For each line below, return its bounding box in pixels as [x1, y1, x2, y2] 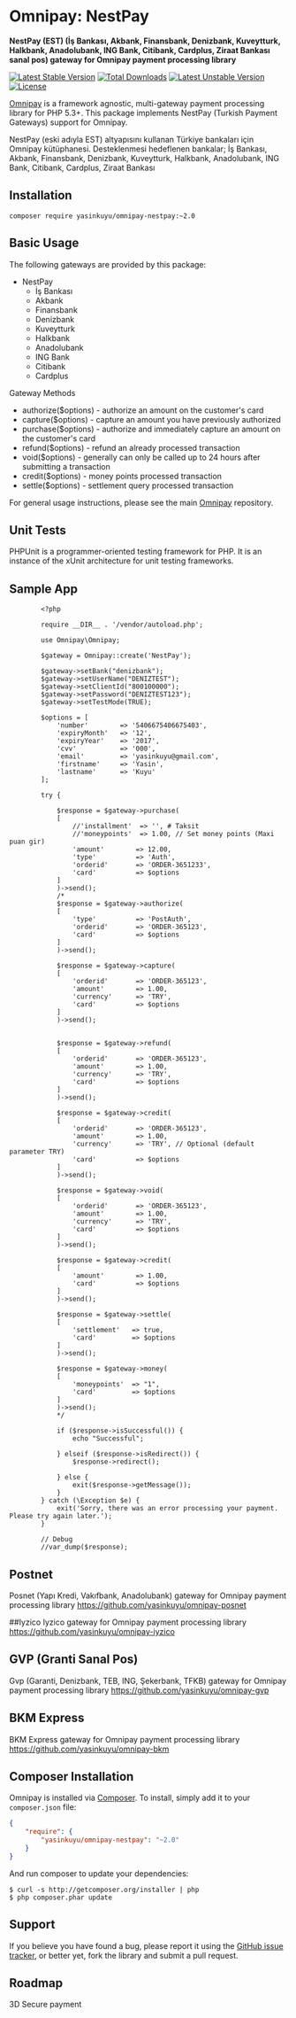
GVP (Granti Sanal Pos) [9, 1652, 139, 1667]
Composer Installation [9, 1769, 134, 1784]
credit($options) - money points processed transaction [21, 470, 223, 481]
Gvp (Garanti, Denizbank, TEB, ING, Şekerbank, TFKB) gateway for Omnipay [9, 1675, 287, 1686]
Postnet [9, 1566, 54, 1582]
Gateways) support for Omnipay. [9, 117, 128, 128]
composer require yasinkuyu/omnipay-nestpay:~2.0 [9, 211, 196, 221]
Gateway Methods [9, 387, 76, 398]
